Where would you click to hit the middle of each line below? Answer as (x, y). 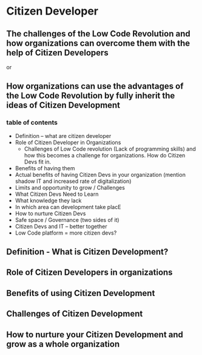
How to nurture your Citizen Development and (95, 335)
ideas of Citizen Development (63, 105)
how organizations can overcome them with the (98, 43)
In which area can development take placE (68, 207)
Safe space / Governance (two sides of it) (67, 219)
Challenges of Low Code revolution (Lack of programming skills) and (110, 149)
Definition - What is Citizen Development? (87, 252)
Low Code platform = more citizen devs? (66, 233)
